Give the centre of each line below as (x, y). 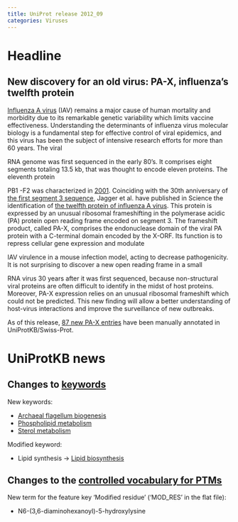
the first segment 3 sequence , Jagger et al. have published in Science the (115, 198)
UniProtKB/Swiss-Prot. (40, 330)
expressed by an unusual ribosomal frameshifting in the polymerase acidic (116, 213)
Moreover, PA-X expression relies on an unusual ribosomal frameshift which (118, 293)
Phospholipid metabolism (55, 423)
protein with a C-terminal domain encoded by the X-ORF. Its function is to (115, 236)
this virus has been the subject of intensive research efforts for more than (115, 140)
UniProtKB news (56, 358)
